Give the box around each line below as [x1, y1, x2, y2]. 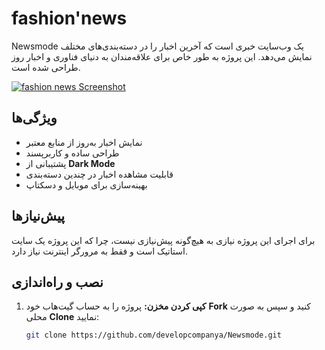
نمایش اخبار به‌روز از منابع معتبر [25, 136, 143, 148]
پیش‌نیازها [11, 208, 66, 225]
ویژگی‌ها [11, 110, 58, 127]
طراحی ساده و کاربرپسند [25, 147, 120, 159]
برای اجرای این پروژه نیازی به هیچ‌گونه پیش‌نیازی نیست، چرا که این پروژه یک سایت [11, 234, 316, 246]
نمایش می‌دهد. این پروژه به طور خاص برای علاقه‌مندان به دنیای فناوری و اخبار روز [11, 50, 313, 62]
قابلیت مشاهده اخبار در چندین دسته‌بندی [25, 168, 174, 180]
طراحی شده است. [11, 61, 81, 73]
